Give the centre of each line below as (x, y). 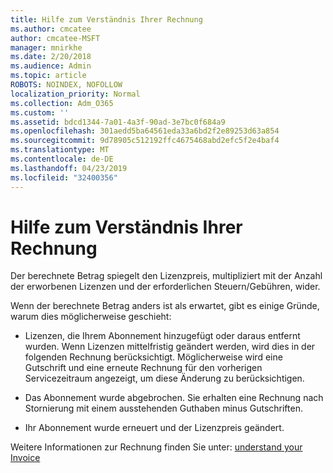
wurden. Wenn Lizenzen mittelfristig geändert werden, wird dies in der (170, 347)
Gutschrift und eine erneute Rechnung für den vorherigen (143, 368)
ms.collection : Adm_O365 (62, 103)
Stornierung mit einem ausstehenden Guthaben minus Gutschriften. (163, 408)
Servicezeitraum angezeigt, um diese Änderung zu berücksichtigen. (164, 378)
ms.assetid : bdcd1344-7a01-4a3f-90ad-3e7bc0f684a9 (118, 122)
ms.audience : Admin (51, 66)
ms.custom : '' (40, 112)
